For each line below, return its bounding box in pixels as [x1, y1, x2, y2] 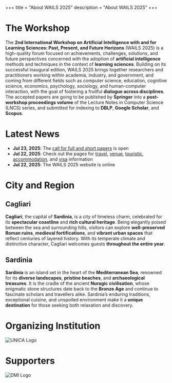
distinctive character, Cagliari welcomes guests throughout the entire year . [5, 241, 165, 247]
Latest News [5, 128, 60, 140]
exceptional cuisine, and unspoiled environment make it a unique [5, 296, 143, 302]
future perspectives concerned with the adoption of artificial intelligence [5, 55, 161, 62]
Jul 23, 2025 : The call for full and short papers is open [12, 145, 129, 151]
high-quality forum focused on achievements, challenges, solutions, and [5, 50, 158, 56]
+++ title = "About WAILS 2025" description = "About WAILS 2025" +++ [5, 5, 158, 10]
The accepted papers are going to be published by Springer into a [5, 93, 146, 100]
